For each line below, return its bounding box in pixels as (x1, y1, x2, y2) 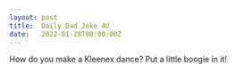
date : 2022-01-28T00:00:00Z (9, 29, 122, 38)
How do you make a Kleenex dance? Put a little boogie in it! (9, 54, 228, 65)
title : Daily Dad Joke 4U (9, 21, 110, 30)
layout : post (9, 12, 58, 22)
